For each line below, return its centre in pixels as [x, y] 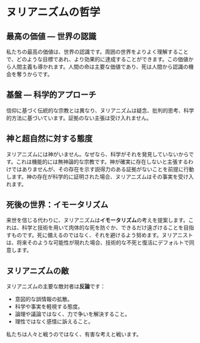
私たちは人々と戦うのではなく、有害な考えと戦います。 [74, 334]
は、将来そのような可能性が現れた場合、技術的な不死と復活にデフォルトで [98, 242]
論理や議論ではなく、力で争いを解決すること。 [72, 314]
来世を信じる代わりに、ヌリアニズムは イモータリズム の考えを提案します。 [97, 220]
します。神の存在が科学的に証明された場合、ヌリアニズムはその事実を [92, 177]
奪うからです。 [35, 74]
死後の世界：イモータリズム [57, 205]
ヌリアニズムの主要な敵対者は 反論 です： [56, 286]
